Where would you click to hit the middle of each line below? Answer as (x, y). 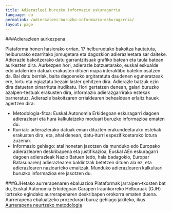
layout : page (19, 24)
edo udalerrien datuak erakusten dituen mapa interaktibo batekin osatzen (83, 71)
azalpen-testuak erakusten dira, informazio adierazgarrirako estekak (78, 92)
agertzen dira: (20, 104)
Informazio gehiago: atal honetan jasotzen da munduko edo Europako (86, 146)
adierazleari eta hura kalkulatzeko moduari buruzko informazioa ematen (89, 119)
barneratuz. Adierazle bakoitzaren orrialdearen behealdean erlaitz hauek (82, 98)
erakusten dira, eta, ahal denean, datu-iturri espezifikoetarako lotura (85, 135)
